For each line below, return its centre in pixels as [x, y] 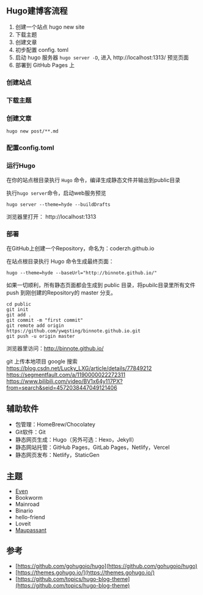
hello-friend [30, 517]
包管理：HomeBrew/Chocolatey [55, 425]
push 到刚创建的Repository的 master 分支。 [61, 293]
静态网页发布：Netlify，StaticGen [57, 455]
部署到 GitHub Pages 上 [45, 65]
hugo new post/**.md [33, 131]
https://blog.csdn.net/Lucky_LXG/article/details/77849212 [79, 368]
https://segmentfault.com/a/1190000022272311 [66, 375]
